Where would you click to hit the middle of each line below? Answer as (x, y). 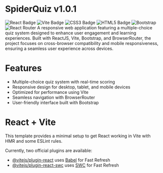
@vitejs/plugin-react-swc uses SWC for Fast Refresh (65, 165)
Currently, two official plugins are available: (49, 151)
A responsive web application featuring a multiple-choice (95, 27)
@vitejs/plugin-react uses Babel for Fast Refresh (61, 160)
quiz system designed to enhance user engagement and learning (71, 33)
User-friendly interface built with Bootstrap (55, 102)
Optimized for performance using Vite (50, 92)
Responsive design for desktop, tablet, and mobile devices (71, 87)
